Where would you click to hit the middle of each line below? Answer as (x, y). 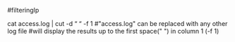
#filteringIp (23, 10)
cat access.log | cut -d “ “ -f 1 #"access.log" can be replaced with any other (117, 23)
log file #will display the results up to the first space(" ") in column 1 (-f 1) (113, 31)
